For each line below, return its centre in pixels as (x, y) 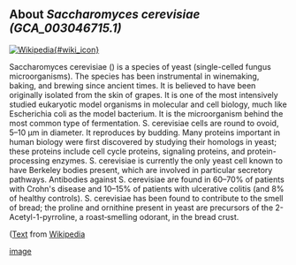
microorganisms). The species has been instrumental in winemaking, (134, 76)
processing (30, 160)
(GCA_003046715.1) (65, 29)
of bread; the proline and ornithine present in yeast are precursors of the (141, 208)
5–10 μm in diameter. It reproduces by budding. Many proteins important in (145, 132)
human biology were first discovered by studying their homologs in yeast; (143, 141)
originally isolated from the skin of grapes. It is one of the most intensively (144, 95)
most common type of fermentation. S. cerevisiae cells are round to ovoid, (144, 123)
